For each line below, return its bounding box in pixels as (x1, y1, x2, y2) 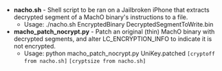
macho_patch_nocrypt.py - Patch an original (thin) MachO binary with (13, 27, 215, 35)
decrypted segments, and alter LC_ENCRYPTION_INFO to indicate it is (13, 35, 212, 43)
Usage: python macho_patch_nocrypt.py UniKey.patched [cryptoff (23, 49, 215, 57)
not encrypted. (13, 42, 56, 50)
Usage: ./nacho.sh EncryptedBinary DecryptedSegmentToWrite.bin (23, 20, 214, 28)
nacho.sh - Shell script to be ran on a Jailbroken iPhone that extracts (13, 6, 210, 14)
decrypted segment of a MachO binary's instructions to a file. (13, 13, 188, 21)
